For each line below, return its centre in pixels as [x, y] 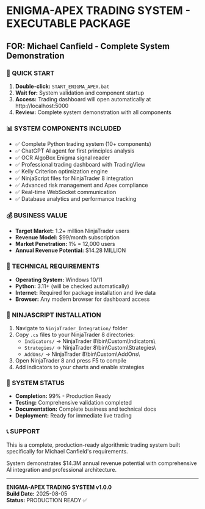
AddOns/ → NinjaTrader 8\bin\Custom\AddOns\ [82, 354]
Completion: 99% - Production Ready [63, 396]
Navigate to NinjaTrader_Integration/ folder [71, 328]
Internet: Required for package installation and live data [85, 292]
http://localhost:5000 [42, 106]
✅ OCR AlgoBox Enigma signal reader [63, 158]
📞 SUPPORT [23, 431]
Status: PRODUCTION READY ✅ [47, 500]
